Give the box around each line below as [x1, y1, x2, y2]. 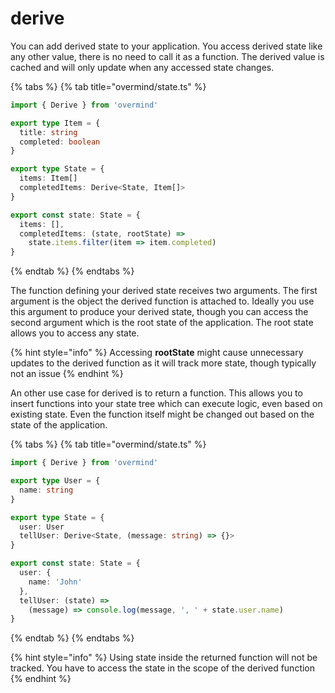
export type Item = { [10, 118, 101, 128]
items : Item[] [19, 173, 78, 184]
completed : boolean [19, 137, 101, 147]
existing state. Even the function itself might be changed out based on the [10, 408, 315, 421]
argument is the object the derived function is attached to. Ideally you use [10, 295, 315, 307]
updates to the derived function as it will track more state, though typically [10, 357, 317, 369]
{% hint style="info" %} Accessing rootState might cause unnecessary [10, 347, 304, 359]
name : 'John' [28, 577, 83, 587]
